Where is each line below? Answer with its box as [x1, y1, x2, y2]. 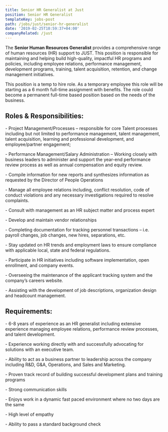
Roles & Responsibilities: [5, 112, 84, 120]
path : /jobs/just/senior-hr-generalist [5, 21, 89, 27]
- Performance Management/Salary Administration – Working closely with [5, 151, 157, 157]
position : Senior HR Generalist [5, 12, 73, 17]
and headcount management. [5, 292, 66, 298]
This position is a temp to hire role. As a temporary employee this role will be [5, 81, 163, 87]
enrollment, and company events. [5, 262, 74, 268]
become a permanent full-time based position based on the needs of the [5, 92, 155, 98]
